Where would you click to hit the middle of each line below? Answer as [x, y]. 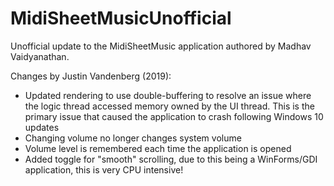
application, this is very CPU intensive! [104, 169]
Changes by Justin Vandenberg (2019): [91, 76]
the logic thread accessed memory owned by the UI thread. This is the [169, 106]
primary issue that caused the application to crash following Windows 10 [174, 116]
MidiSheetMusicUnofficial [121, 18]
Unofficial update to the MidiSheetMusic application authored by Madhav [161, 46]
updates [42, 127]
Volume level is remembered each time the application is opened [158, 148]
